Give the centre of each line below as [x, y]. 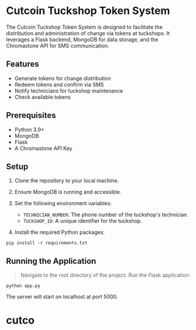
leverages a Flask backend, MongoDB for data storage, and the [82, 39]
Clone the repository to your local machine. [66, 181]
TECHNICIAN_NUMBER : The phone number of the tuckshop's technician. [106, 215]
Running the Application [51, 261]
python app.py [23, 286]
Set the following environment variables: [63, 203]
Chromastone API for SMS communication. [58, 46]
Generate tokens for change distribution [63, 78]
